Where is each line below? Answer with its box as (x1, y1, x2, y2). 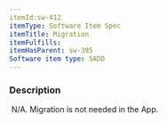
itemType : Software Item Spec (9, 21, 122, 30)
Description (9, 84, 61, 96)
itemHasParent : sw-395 (9, 46, 93, 55)
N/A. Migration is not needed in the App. (11, 104, 159, 115)
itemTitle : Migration (9, 29, 90, 38)
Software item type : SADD (9, 54, 105, 63)
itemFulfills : (9, 37, 62, 47)
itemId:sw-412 (9, 12, 62, 22)
